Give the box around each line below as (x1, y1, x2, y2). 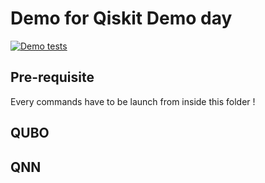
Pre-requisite (10, 69, 95, 86)
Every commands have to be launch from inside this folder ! (10, 95, 256, 107)
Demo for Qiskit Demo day (10, 7, 233, 30)
